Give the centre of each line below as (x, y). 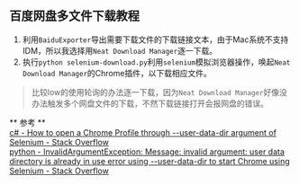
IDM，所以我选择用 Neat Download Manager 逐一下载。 (120, 50)
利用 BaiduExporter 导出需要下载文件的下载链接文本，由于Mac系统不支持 (155, 39)
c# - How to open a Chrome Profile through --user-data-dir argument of (143, 132)
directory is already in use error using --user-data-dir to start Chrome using (149, 161)
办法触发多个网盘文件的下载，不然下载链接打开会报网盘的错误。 (149, 103)
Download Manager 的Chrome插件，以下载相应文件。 (117, 73)
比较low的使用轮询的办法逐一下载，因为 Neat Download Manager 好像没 (159, 92)
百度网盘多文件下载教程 (74, 16)
